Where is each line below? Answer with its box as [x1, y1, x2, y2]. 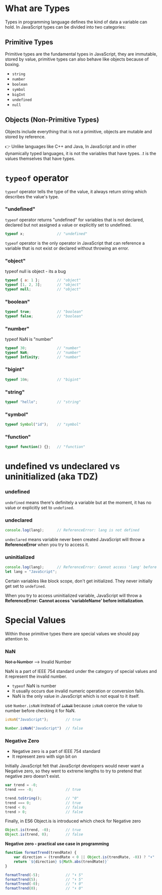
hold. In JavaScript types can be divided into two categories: [5, 24, 126, 30]
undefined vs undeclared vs [5, 461, 120, 472]
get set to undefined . [5, 583, 46, 589]
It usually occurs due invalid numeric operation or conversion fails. [12, 688, 145, 694]
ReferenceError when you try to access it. [5, 542, 89, 547]
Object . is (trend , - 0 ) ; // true [5, 828, 81, 832]
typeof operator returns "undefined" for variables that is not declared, [5, 217, 144, 223]
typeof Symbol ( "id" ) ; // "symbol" [5, 422, 81, 427]
